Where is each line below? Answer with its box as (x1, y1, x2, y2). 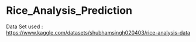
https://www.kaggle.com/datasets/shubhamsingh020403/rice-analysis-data (6, 29, 191, 36)
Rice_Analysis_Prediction (6, 4, 133, 17)
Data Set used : (6, 23, 43, 30)
